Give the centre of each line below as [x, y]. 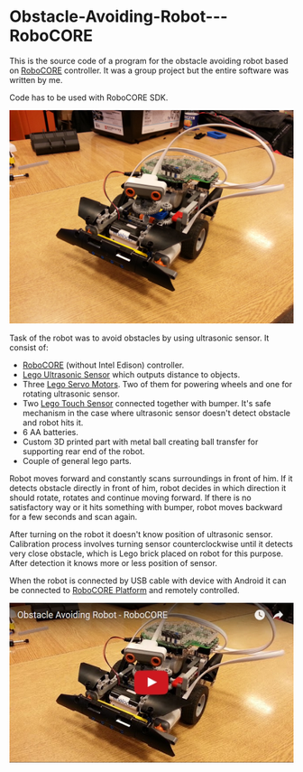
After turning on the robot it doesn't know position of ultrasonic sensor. [141, 534]
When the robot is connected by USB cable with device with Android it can [148, 581]
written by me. [36, 79]
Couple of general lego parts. [77, 460]
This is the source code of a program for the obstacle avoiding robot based [149, 60]
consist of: [29, 347]
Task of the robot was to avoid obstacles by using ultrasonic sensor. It [139, 338]
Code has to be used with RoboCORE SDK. [89, 98]
